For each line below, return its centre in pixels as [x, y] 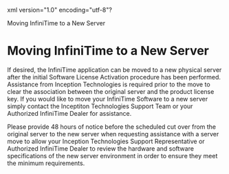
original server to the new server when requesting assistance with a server [113, 134]
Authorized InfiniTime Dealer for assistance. [69, 113]
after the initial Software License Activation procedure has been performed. [114, 77]
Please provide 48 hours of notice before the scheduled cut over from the [112, 127]
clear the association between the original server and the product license [111, 91]
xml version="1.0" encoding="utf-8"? [59, 10]
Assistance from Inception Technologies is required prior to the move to [109, 84]
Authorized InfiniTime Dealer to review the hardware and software [101, 148]
